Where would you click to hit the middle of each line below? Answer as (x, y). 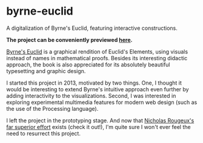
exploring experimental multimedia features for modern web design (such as (102, 102)
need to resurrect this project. (43, 133)
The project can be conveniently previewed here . (69, 40)
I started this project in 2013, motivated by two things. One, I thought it (94, 83)
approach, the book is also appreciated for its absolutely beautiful (88, 65)
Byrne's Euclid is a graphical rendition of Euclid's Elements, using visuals (97, 51)
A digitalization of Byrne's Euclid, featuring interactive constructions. (92, 28)
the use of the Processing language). (52, 108)
